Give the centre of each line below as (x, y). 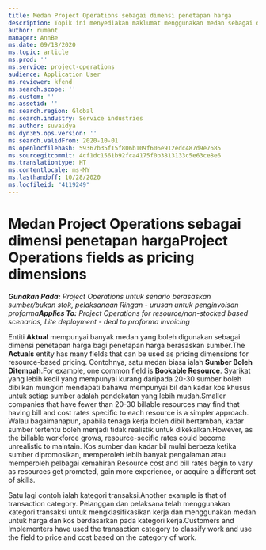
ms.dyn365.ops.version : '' (53, 133)
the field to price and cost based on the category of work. (103, 537)
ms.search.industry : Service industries (76, 119)
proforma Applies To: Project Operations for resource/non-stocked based (128, 313)
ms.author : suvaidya (42, 126)
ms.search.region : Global (51, 112)
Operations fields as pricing (101, 257)
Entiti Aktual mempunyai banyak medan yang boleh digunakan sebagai (124, 336)
